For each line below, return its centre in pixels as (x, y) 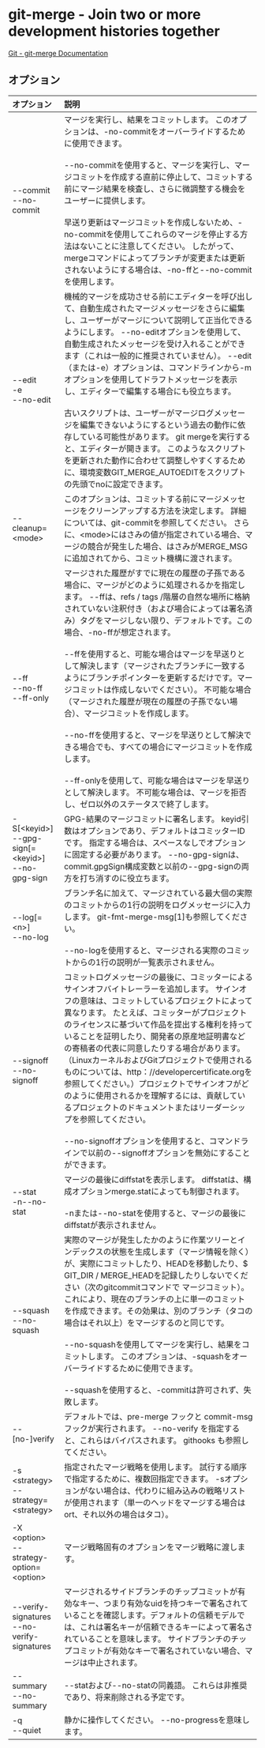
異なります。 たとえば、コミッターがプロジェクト (155, 1012)
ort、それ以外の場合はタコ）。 (119, 1514)
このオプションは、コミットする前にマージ (143, 499)
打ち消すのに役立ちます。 (127, 878)
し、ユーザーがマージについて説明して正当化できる (159, 320)
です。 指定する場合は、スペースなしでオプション (155, 842)
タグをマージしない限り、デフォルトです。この (166, 620)
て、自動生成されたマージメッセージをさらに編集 (155, 308)
